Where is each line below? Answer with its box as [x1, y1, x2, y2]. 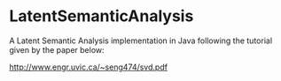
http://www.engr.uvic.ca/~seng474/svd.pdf [9, 62, 168, 72]
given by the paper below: [9, 44, 105, 55]
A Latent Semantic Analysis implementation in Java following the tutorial [9, 35, 273, 46]
